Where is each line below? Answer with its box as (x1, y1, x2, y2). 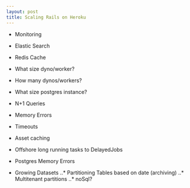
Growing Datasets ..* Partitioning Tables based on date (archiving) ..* (14, 169, 184, 176)
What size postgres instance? (14, 88, 87, 95)
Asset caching (14, 134, 50, 142)
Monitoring (14, 30, 42, 37)
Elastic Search (14, 42, 50, 49)
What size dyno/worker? (14, 65, 75, 72)
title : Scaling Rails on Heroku (6, 14, 86, 20)
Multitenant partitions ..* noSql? (14, 175, 93, 182)
